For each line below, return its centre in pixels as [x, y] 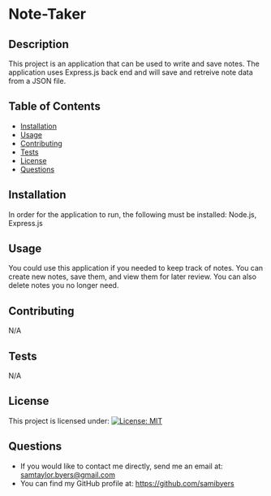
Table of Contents [55, 107]
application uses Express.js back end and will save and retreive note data [131, 72]
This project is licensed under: [59, 420]
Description [39, 44]
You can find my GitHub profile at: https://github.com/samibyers [127, 483]
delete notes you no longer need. [64, 285]
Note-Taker [47, 14]
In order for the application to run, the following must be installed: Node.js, [133, 214]
